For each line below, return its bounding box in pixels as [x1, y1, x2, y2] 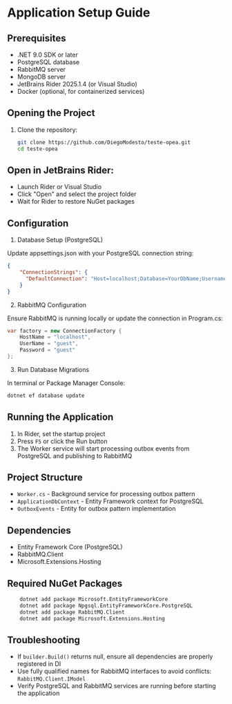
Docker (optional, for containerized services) [17, 88, 145, 95]
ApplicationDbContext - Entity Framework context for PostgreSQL [17, 497, 204, 505]
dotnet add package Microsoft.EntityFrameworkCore [19, 596, 168, 603]
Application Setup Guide [7, 5, 151, 21]
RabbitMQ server [17, 66, 66, 73]
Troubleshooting [7, 634, 81, 646]
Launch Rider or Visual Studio [17, 183, 102, 191]
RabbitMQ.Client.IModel [17, 676, 86, 683]
